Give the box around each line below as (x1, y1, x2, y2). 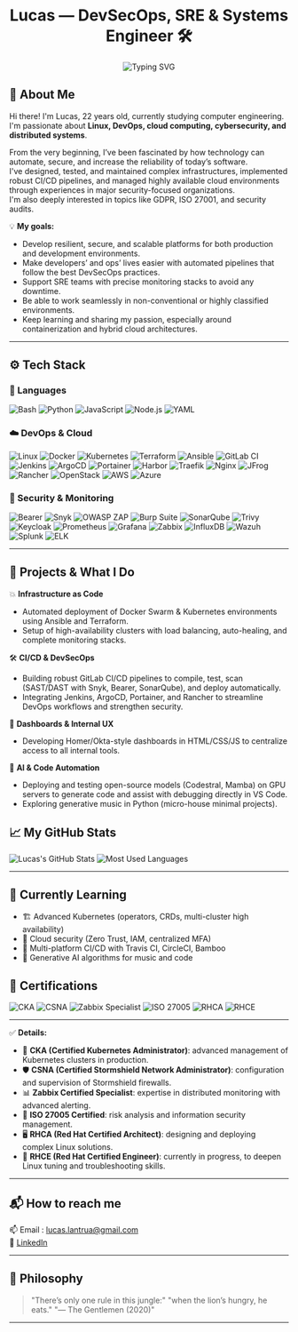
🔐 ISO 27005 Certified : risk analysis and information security (21, 1110, 247, 1121)
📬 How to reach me (9, 1196, 122, 1211)
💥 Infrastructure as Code (9, 588, 104, 599)
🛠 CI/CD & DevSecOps (9, 652, 95, 663)
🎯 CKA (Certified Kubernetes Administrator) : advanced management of (21, 1045, 288, 1056)
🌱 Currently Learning (9, 888, 127, 903)
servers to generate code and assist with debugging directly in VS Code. (21, 788, 288, 800)
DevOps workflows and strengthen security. (21, 701, 184, 712)
